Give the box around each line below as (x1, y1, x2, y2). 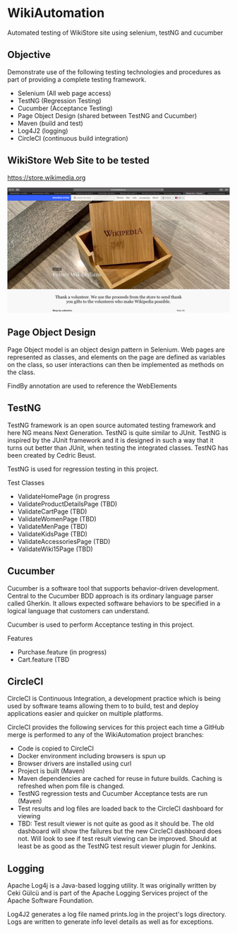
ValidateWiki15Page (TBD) (17, 545, 93, 553)
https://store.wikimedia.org (7, 173, 86, 182)
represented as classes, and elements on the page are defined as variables (7, 352, 226, 361)
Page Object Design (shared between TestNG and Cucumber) (17, 111, 197, 120)
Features (7, 634, 33, 642)
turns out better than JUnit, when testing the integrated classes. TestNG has (7, 444, 229, 452)
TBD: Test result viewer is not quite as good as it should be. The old (17, 819, 214, 828)
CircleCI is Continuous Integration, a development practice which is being (7, 695, 221, 703)
